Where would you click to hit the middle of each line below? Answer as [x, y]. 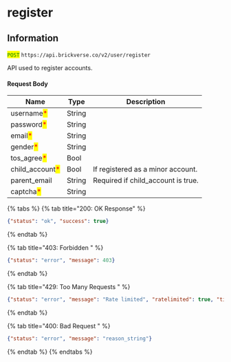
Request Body [27, 83]
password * [29, 125]
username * [29, 114]
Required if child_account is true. [146, 180]
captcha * [26, 192]
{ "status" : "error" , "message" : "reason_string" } [80, 339]
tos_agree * [29, 158]
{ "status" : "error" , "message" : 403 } [61, 260]
